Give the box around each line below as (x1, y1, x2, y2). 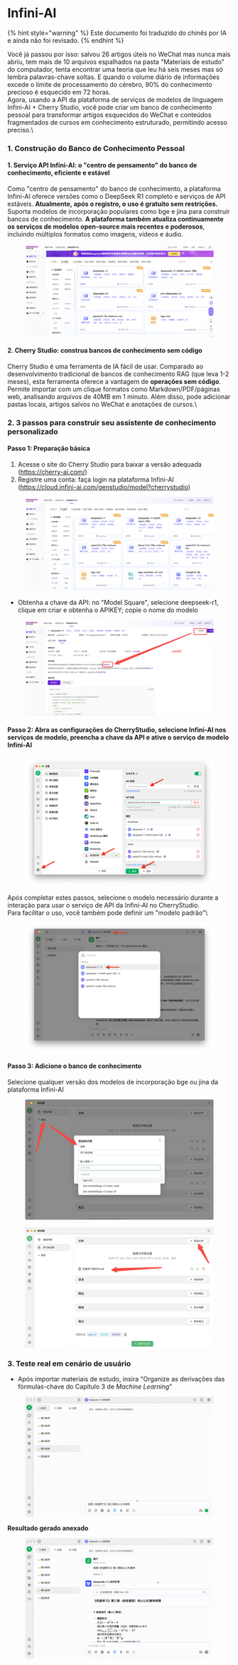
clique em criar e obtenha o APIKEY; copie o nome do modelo (17, 606, 198, 614)
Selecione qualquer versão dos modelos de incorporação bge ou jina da (7, 1078, 219, 1086)
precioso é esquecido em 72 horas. (7, 88, 112, 96)
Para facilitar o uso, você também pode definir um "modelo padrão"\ (7, 908, 208, 917)
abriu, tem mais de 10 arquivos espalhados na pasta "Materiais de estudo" (7, 57, 225, 66)
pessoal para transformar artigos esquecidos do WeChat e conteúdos (7, 110, 212, 119)
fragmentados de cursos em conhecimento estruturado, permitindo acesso (7, 118, 227, 126)
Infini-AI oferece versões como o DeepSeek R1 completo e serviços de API (7, 192, 226, 201)
